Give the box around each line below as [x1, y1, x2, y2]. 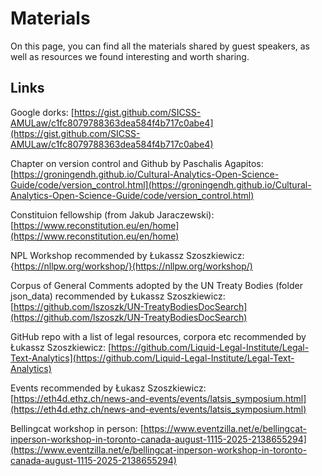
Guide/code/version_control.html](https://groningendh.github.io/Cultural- [10, 178, 312, 191]
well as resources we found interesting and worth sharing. [10, 50, 250, 62]
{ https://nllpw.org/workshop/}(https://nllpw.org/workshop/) [10, 260, 253, 272]
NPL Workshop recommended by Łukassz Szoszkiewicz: [10, 249, 245, 261]
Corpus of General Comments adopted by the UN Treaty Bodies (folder [10, 279, 303, 291]
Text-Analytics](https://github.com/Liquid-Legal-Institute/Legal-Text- [10, 352, 295, 364]
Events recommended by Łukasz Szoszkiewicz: [10, 382, 207, 394]
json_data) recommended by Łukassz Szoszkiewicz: [10, 290, 226, 302]
